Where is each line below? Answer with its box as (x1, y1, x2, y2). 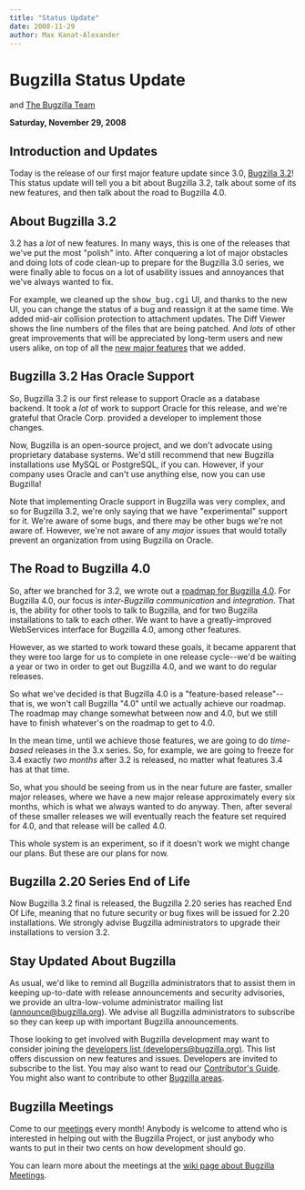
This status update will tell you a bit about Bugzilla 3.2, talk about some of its (9, 178, 297, 188)
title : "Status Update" (9, 13, 100, 23)
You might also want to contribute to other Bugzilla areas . (9, 1073, 225, 1083)
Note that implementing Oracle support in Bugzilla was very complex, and (9, 495, 286, 506)
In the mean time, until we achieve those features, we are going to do (9, 735, 269, 746)
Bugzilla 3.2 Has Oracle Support (9, 369, 195, 384)
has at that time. (9, 764, 70, 775)
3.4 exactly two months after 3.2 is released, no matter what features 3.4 (9, 754, 283, 765)
